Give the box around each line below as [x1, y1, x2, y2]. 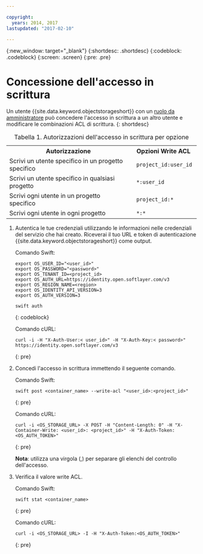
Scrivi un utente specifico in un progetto [9, 157, 123, 165]
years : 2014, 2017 [11, 19, 59, 26]
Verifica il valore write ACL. [14, 473, 83, 481]
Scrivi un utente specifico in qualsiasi [9, 174, 115, 183]
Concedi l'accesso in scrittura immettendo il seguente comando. [14, 365, 176, 372]
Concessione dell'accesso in [6, 75, 154, 88]
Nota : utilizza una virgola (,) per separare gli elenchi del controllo [14, 455, 177, 463]
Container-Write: [14, 428, 59, 434]
